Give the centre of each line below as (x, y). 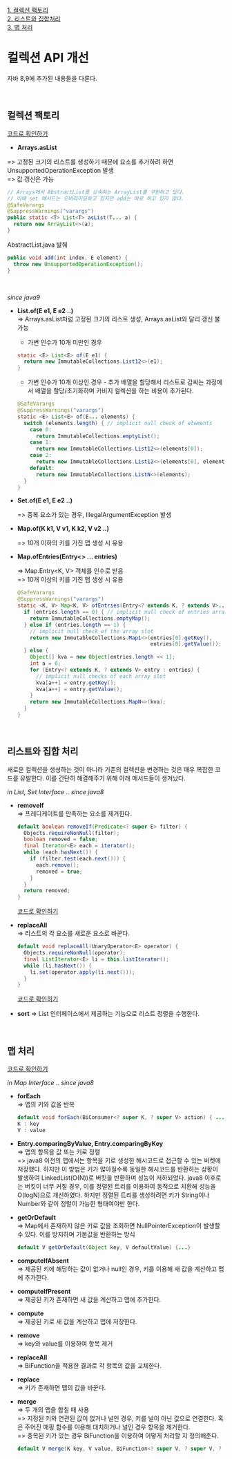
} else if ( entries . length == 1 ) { (75, 625)
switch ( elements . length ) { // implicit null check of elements (118, 423)
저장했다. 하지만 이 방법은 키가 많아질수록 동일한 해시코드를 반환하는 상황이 (118, 1169)
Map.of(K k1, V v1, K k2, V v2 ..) (63, 529)
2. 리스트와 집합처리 (34, 19)
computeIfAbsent (43, 1261)
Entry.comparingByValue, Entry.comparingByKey (90, 1143)
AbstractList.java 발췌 (37, 245)
